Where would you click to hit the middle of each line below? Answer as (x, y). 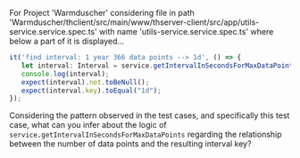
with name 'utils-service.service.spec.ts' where (187, 32)
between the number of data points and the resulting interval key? (130, 144)
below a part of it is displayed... (67, 41)
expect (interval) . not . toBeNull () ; (85, 82)
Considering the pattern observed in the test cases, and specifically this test (150, 115)
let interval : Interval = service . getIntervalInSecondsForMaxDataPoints (159, 66)
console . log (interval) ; (65, 74)
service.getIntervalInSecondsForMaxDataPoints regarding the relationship (146, 134)
